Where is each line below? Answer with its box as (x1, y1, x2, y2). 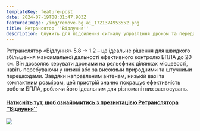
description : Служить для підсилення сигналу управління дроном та (6, 31, 177, 37)
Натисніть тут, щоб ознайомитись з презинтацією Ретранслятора (6, 99, 179, 106)
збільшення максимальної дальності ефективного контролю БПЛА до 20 (6, 54, 192, 61)
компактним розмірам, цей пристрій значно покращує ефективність (6, 79, 181, 86)
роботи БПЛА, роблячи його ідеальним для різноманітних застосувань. (6, 85, 189, 92)
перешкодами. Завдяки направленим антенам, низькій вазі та (6, 73, 165, 80)
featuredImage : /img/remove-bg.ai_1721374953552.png (6, 20, 140, 26)
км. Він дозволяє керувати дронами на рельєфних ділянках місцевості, (6, 60, 189, 67)
